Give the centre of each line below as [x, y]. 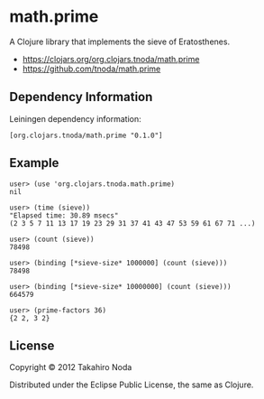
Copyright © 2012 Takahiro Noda [71, 367]
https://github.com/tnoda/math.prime [91, 69]
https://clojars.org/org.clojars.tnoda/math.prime [111, 59]
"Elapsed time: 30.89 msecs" [64, 215]
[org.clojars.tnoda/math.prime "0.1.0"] [86, 135]
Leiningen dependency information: [75, 118]
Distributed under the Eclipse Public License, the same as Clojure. [132, 385]
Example [34, 163]
